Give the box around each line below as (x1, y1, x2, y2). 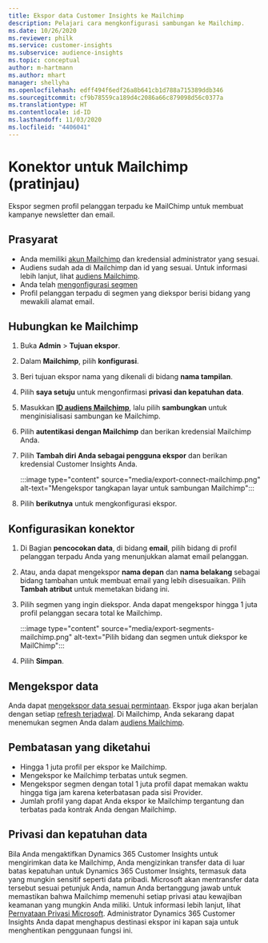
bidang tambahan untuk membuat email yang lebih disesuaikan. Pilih (19, 576, 246, 585)
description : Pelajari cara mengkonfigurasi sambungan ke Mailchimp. (8, 19, 246, 27)
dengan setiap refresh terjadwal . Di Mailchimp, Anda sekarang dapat (8, 709, 234, 718)
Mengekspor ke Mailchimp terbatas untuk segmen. (19, 770, 188, 780)
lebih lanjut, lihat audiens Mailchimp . (19, 271, 140, 281)
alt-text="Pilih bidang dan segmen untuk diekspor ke (74, 633, 248, 642)
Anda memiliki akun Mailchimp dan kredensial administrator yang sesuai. (19, 254, 260, 264)
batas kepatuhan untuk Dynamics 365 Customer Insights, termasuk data (8, 865, 246, 876)
